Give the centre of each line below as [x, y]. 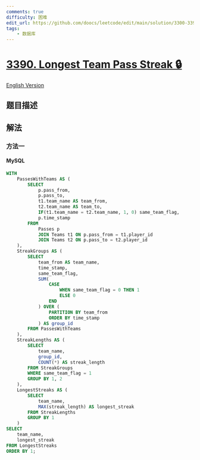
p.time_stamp [54, 218]
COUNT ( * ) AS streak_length [71, 362]
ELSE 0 [68, 296]
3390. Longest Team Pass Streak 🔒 [94, 65]
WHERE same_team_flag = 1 [60, 373]
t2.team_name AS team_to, [70, 207]
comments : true [25, 12]
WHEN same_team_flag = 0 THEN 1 [99, 290]
